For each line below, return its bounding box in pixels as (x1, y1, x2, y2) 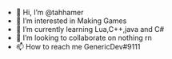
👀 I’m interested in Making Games (15, 16, 127, 26)
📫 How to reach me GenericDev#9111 (15, 42, 141, 51)
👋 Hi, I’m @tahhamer (15, 8, 84, 17)
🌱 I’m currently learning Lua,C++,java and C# (15, 25, 165, 33)
